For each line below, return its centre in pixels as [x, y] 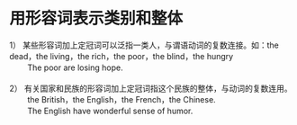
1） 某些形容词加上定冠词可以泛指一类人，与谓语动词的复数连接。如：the [144, 45]
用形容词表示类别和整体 [96, 18]
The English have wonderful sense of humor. [110, 111]
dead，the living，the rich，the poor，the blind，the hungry [121, 56]
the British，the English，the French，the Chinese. [121, 99]
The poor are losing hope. [75, 67]
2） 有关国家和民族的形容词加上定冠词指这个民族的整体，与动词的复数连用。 [151, 88]
